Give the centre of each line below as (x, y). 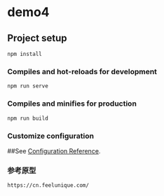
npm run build (28, 118)
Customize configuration (51, 136)
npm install (25, 54)
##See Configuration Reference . (54, 150)
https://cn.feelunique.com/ (48, 185)
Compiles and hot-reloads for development (82, 71)
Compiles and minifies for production (72, 104)
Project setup (37, 38)
